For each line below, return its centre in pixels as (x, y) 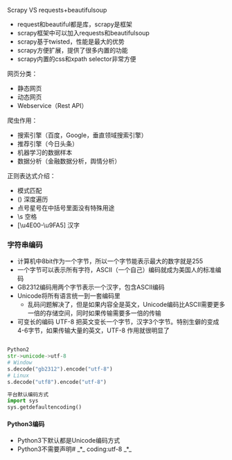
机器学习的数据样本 (45, 152)
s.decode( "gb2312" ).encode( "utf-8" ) (60, 369)
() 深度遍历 (33, 199)
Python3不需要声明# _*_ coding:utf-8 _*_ (74, 449)
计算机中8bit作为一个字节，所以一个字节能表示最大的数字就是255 (110, 261)
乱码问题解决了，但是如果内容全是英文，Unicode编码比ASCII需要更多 (126, 305)
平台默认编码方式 (28, 394)
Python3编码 (26, 424)
